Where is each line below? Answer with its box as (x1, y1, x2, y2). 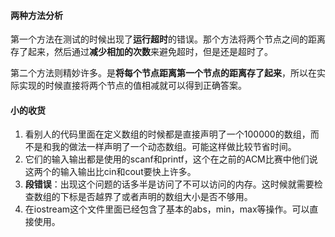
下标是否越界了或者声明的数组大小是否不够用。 (59, 191, 253, 203)
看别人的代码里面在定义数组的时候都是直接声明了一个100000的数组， (24, 128, 311, 140)
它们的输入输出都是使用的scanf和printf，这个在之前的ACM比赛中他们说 (24, 153, 318, 165)
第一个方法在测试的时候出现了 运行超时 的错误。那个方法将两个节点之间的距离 (10, 33, 326, 45)
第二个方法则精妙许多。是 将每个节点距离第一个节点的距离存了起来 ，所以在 (10, 67, 317, 79)
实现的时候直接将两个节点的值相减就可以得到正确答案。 (18, 80, 247, 92)
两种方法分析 (10, 9, 63, 21)
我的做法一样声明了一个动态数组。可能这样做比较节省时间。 (51, 141, 297, 153)
